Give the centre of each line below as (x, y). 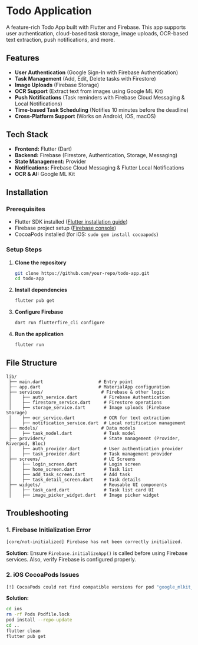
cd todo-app (29, 279)
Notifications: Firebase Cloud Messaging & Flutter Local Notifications (99, 167)
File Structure (32, 363)
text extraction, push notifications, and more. (60, 39)
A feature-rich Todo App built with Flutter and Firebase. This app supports (96, 27)
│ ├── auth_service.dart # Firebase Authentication (89, 397)
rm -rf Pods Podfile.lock (38, 614)
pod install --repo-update (39, 620)
